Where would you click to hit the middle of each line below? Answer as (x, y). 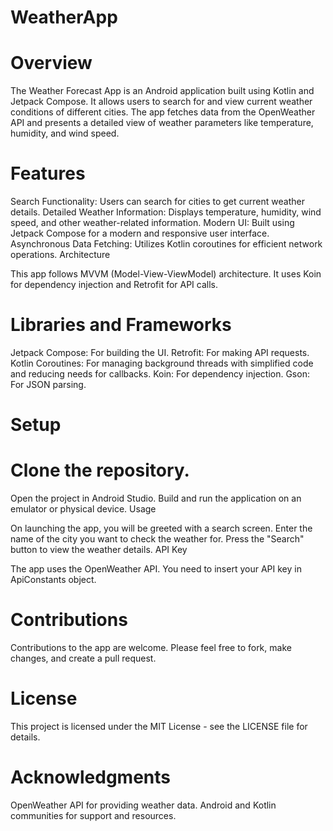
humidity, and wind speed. (65, 133)
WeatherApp (64, 17)
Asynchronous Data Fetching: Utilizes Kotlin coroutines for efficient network (166, 244)
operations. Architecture (60, 255)
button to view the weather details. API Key (99, 550)
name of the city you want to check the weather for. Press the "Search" (157, 539)
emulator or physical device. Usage (83, 509)
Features (48, 173)
